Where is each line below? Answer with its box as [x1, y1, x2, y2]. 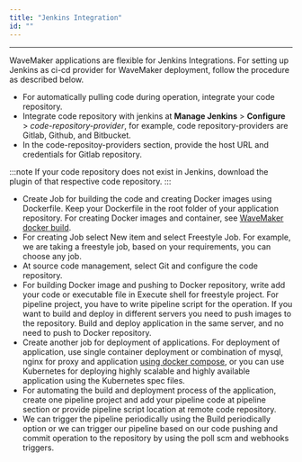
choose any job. [22, 250, 83, 261]
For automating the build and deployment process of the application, [22, 385, 277, 395]
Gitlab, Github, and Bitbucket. [22, 130, 132, 140]
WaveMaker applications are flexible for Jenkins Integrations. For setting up [9, 55, 289, 66]
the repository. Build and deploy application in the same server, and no [22, 317, 285, 329]
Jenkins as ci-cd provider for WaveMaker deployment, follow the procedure [9, 64, 290, 75]
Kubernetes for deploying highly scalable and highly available [22, 366, 250, 376]
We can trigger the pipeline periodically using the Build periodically [22, 413, 271, 424]
